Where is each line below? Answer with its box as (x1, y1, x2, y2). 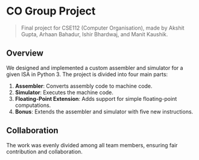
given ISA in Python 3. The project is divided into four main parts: (6, 71, 168, 78)
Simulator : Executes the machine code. (14, 89, 113, 96)
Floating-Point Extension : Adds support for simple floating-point (14, 95, 177, 102)
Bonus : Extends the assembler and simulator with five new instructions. (14, 107, 194, 115)
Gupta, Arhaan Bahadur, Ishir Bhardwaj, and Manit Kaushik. (21, 30, 168, 37)
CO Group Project (6, 4, 96, 18)
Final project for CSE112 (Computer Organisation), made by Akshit (21, 24, 185, 31)
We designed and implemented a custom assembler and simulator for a (6, 64, 183, 71)
